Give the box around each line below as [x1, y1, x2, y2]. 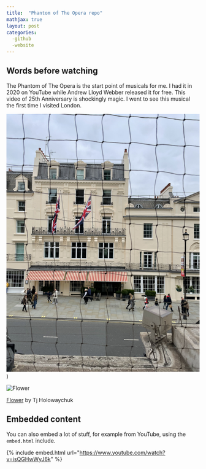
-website [12, 42, 34, 48]
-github [12, 36, 32, 42]
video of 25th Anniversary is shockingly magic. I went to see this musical [6, 95, 191, 103]
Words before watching [6, 66, 98, 76]
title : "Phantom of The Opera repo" [6, 10, 103, 16]
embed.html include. [6, 436, 56, 444]
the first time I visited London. [6, 101, 82, 109]
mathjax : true [6, 16, 43, 23]
